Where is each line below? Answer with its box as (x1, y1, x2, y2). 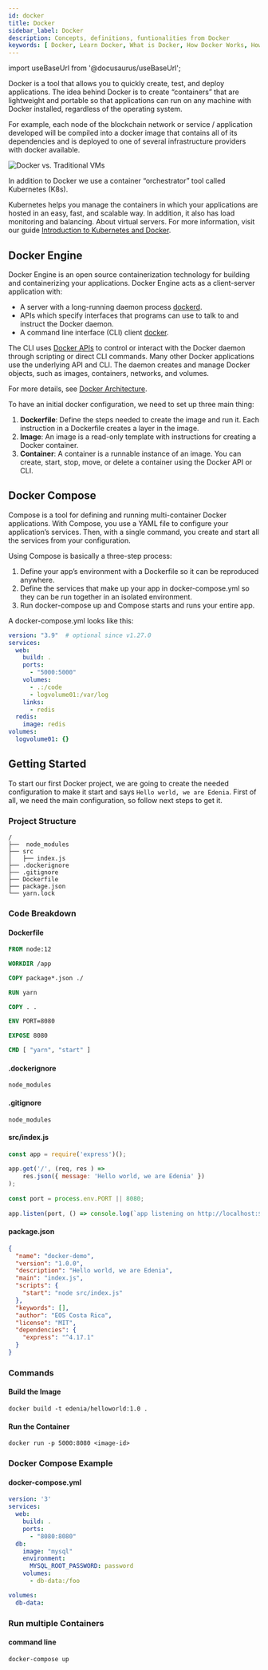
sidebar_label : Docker (8, 26, 84, 34)
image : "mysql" (22, 1547, 73, 1555)
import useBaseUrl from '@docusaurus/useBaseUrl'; (8, 63, 181, 73)
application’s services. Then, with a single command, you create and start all (8, 527, 259, 536)
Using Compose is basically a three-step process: (8, 551, 172, 560)
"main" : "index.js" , (15, 1274, 84, 1282)
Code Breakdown (8, 908, 77, 919)
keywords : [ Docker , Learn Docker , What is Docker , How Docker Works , (8, 42, 248, 49)
